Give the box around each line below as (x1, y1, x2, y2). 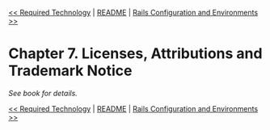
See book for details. (8, 88, 78, 98)
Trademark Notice (8, 61, 133, 80)
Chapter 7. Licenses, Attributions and (8, 44, 263, 63)
